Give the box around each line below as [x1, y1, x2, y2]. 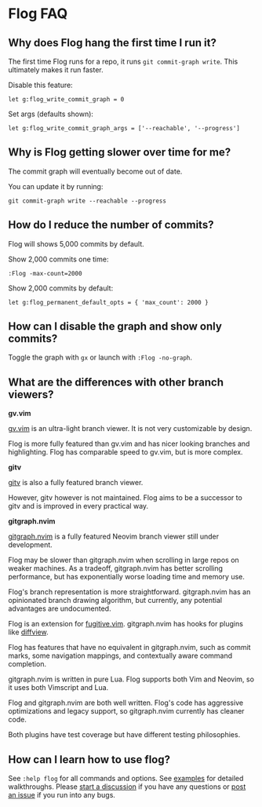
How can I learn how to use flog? [8, 753, 171, 766]
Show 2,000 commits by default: [8, 283, 114, 293]
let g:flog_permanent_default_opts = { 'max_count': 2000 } [8, 298, 209, 306]
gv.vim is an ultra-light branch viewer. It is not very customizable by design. [8, 424, 253, 433]
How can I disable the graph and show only [8, 320, 222, 334]
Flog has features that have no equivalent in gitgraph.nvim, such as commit [8, 643, 251, 652]
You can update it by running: [8, 181, 104, 191]
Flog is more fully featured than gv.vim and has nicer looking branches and [8, 439, 250, 448]
